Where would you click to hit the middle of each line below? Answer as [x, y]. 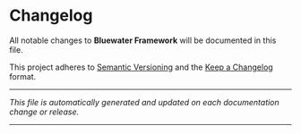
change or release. [44, 112]
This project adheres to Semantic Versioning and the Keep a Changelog [141, 67]
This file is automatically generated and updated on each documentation [144, 102]
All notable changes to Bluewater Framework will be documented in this [143, 40]
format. [23, 76]
